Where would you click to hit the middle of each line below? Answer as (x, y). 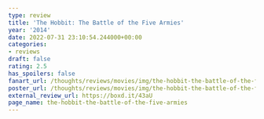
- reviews (24, 52)
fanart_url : (27, 81)
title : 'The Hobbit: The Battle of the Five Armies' (96, 23)
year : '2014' (29, 30)
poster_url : (27, 88)
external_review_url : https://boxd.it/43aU (81, 96)
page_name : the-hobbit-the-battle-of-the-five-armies (98, 103)
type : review (29, 15)
